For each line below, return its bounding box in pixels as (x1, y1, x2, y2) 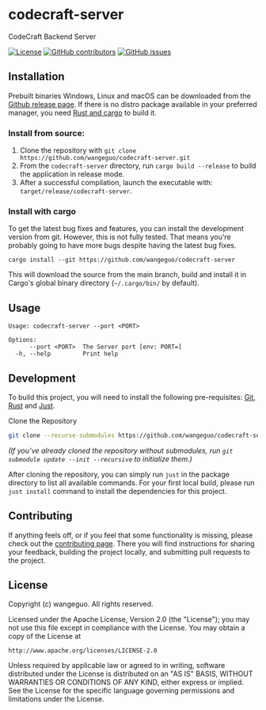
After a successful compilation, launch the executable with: (19, 178, 213, 188)
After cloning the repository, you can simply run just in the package (8, 469, 230, 479)
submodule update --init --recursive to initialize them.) (8, 454, 192, 464)
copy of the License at (8, 632, 82, 641)
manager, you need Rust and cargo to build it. (8, 108, 157, 117)
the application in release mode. (19, 169, 125, 179)
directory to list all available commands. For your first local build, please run (8, 477, 255, 488)
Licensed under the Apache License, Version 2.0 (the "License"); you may (8, 615, 250, 625)
